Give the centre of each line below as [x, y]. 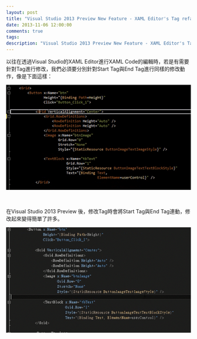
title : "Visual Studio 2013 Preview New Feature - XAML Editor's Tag [93, 19]
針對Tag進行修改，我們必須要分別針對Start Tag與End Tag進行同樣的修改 [93, 69]
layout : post [22, 12]
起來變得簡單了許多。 [37, 219]
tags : [13, 37]
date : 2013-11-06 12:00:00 [39, 25]
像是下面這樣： [34, 76]
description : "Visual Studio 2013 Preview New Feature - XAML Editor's [95, 43]
